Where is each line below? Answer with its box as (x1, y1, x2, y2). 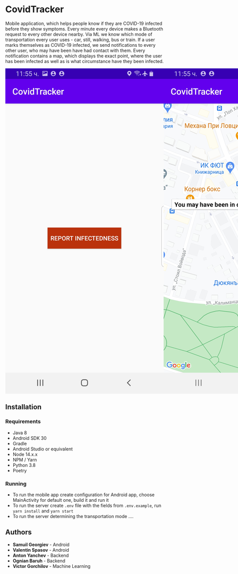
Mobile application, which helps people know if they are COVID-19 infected (5, 20, 163, 26)
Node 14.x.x (12, 451, 38, 457)
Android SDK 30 (12, 435, 47, 441)
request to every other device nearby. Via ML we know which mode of (5, 31, 153, 37)
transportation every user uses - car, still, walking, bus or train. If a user (5, 37, 155, 43)
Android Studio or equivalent (12, 446, 73, 452)
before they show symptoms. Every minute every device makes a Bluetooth (5, 25, 164, 32)
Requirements (5, 418, 41, 425)
